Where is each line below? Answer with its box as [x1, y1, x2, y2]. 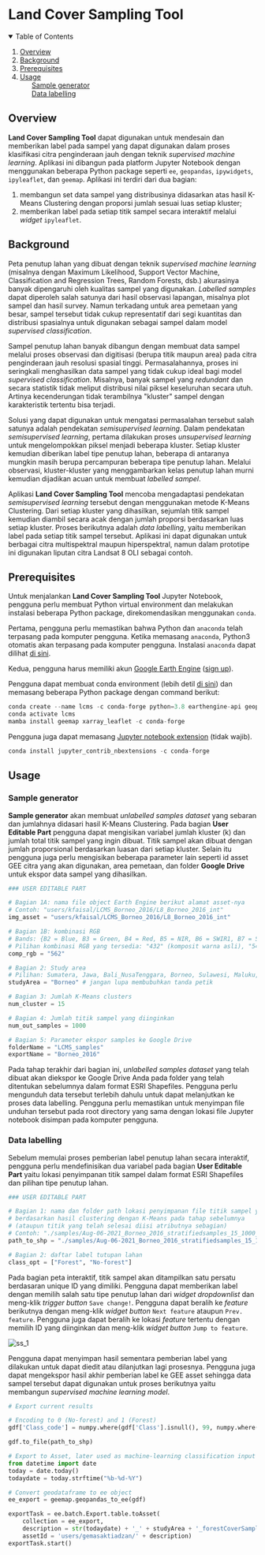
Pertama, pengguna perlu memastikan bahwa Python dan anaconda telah [8, 623, 243, 633]
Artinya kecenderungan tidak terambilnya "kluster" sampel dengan [8, 391, 225, 401]
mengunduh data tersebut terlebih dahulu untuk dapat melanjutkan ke [8, 1090, 235, 1100]
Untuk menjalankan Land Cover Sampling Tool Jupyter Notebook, [8, 592, 223, 601]
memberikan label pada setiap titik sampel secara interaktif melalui [19, 207, 237, 216]
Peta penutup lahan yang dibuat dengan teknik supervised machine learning [8, 259, 256, 268]
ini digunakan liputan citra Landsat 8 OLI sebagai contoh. [8, 548, 193, 557]
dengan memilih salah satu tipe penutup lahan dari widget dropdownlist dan [8, 1289, 255, 1299]
